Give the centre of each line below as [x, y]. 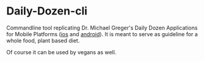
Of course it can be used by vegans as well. [61, 52]
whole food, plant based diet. [43, 40]
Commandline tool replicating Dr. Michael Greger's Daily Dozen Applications [102, 28]
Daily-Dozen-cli [47, 11]
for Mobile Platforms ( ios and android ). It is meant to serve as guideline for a [102, 34]
